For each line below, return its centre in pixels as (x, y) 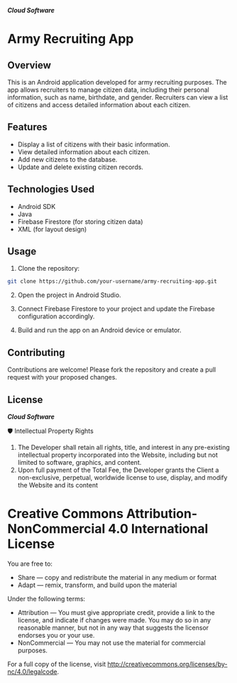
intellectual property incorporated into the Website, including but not (117, 455)
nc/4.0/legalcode (32, 672)
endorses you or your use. (56, 635)
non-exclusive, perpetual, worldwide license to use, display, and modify (122, 477)
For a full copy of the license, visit (57, 664)
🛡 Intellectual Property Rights (50, 431)
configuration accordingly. (56, 316)
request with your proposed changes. (62, 377)
